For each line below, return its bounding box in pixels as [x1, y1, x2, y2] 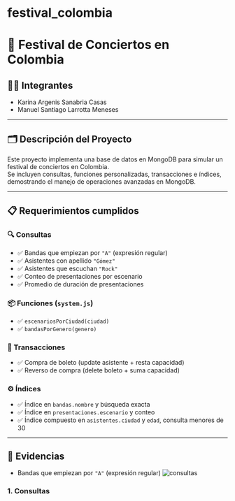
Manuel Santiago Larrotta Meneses [17, 106, 119, 114]
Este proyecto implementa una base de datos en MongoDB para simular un [7, 155, 224, 164]
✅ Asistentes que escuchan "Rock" [17, 264, 118, 273]
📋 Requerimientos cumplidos [7, 205, 139, 217]
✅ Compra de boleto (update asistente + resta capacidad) [17, 358, 185, 367]
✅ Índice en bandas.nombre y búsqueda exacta [17, 400, 150, 408]
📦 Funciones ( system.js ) [7, 298, 94, 308]
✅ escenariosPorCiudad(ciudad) [17, 317, 110, 325]
